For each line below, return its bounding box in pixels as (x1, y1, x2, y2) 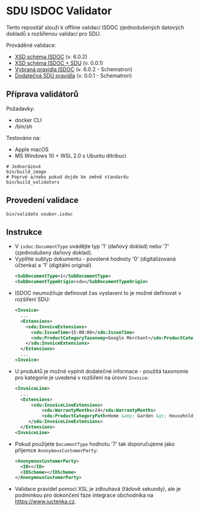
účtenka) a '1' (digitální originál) (14, 262, 92, 269)
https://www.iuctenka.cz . (14, 498, 77, 505)
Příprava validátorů (6, 89, 79, 99)
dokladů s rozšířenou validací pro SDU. (6, 30, 102, 37)
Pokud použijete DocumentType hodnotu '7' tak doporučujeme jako (14, 440, 175, 447)
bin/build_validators (6, 179, 60, 185)
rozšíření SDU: (14, 296, 50, 303)
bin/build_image (6, 169, 46, 174)
